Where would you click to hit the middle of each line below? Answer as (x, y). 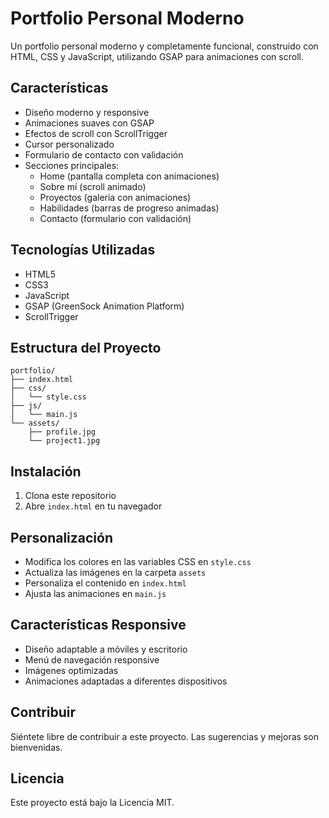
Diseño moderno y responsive (87, 112)
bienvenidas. (36, 747)
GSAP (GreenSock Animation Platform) (104, 306)
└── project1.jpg (64, 441)
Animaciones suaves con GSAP (89, 123)
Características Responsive (98, 625)
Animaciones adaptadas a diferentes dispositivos (126, 681)
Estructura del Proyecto (86, 347)
